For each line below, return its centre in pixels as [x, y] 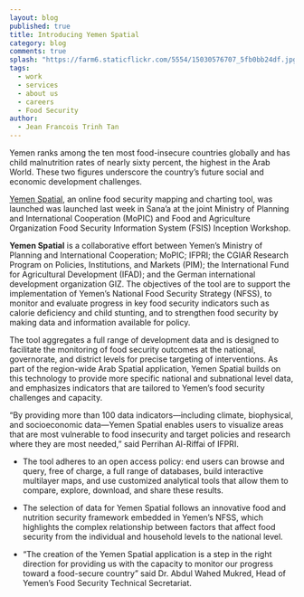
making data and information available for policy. [100, 322]
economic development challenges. [76, 181]
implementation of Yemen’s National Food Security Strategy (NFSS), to [141, 294]
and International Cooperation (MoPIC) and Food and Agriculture [130, 218]
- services [38, 85]
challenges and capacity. [56, 398]
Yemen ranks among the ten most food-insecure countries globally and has [150, 153]
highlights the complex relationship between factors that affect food [149, 527]
